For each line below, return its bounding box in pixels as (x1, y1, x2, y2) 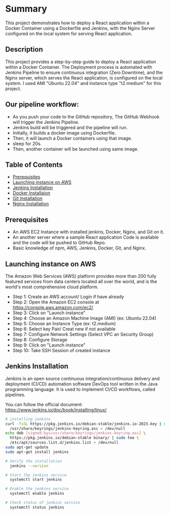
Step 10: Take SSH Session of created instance (12, 348, 110, 353)
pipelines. (5, 392, 26, 398)
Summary (5, 3, 47, 15)
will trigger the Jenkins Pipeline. (12, 119, 79, 125)
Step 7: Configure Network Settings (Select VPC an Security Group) (12, 331, 154, 337)
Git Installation (12, 195, 43, 201)
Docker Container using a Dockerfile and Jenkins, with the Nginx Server (5, 25, 155, 31)
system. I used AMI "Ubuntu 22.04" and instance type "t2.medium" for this (5, 80, 161, 86)
